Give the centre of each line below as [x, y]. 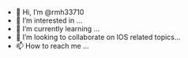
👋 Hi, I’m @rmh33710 [50, 12]
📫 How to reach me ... [52, 46]
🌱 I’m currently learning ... [58, 29]
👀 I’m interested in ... [49, 20]
